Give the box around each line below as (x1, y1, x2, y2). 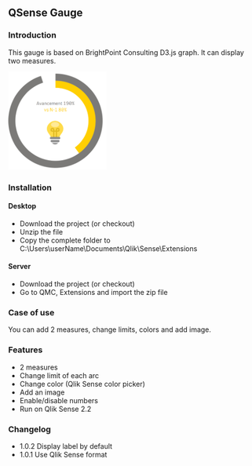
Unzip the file (19, 227, 64, 236)
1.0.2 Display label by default (19, 441, 112, 450)
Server (8, 262, 31, 271)
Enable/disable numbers (19, 395, 98, 405)
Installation (8, 182, 53, 193)
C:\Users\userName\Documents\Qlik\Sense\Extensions (19, 243, 198, 253)
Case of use (8, 307, 55, 318)
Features (8, 344, 43, 355)
